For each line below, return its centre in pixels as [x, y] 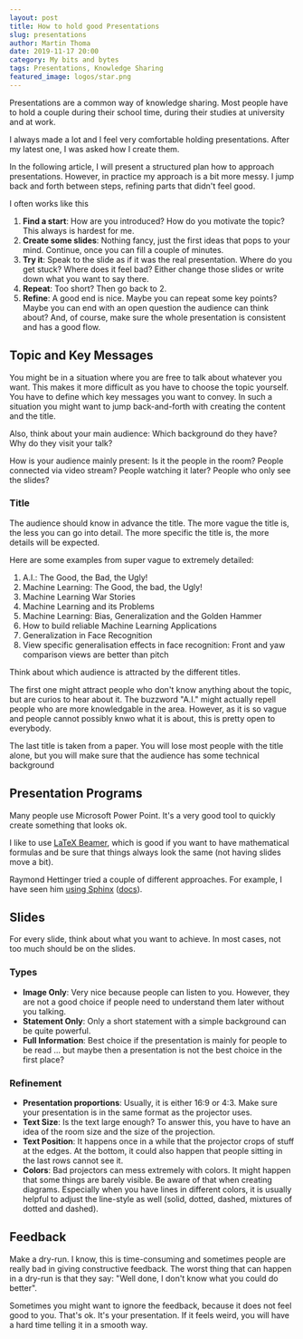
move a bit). [32, 861]
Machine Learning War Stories [79, 597]
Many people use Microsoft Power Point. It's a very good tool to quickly [142, 815]
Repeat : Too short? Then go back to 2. [95, 288]
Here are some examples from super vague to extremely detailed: [132, 559]
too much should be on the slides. [72, 949]
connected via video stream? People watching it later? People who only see [150, 470]
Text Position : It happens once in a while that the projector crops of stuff [158, 1141]
